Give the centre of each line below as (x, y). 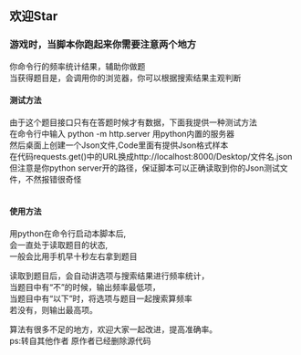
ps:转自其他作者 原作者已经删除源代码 (80, 341)
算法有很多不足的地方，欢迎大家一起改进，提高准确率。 (113, 329)
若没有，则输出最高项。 (53, 310)
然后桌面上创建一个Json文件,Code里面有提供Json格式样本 (119, 145)
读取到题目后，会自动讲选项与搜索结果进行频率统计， (109, 276)
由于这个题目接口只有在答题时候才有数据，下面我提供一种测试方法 (133, 122)
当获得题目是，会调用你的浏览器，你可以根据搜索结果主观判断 (125, 78)
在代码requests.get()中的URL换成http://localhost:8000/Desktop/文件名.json (151, 156)
